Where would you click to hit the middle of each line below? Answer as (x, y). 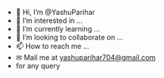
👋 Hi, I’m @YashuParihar (55, 12)
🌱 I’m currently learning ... (58, 29)
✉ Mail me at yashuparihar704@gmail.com (86, 58)
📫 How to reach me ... (52, 46)
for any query (38, 66)
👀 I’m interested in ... (49, 20)
